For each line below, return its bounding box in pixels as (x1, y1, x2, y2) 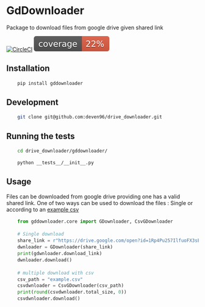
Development (6, 97, 59, 107)
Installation (6, 63, 50, 74)
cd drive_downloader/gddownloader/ (17, 148, 108, 154)
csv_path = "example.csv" (17, 276, 84, 283)
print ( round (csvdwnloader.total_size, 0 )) (17, 289, 127, 295)
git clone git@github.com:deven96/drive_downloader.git (17, 114, 163, 120)
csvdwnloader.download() (17, 295, 81, 302)
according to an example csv (6, 206, 79, 213)
